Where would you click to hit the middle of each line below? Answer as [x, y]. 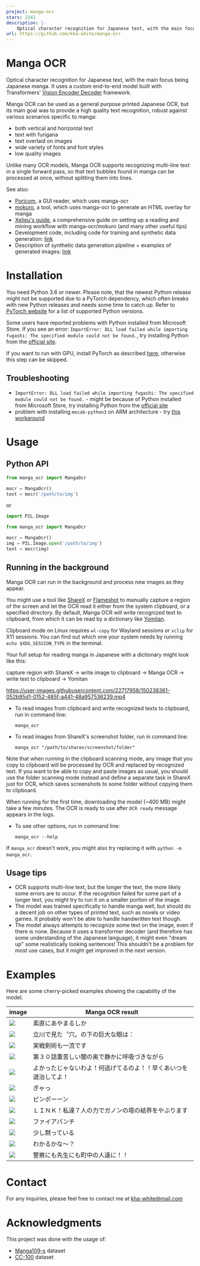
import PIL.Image [28, 516]
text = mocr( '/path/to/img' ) [42, 494]
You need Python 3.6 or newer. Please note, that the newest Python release [99, 292]
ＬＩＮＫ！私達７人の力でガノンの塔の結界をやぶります [110, 1110]
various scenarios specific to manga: [51, 117]
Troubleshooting [38, 378]
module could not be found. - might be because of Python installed [98, 399]
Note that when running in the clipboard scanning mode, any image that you [99, 758]
